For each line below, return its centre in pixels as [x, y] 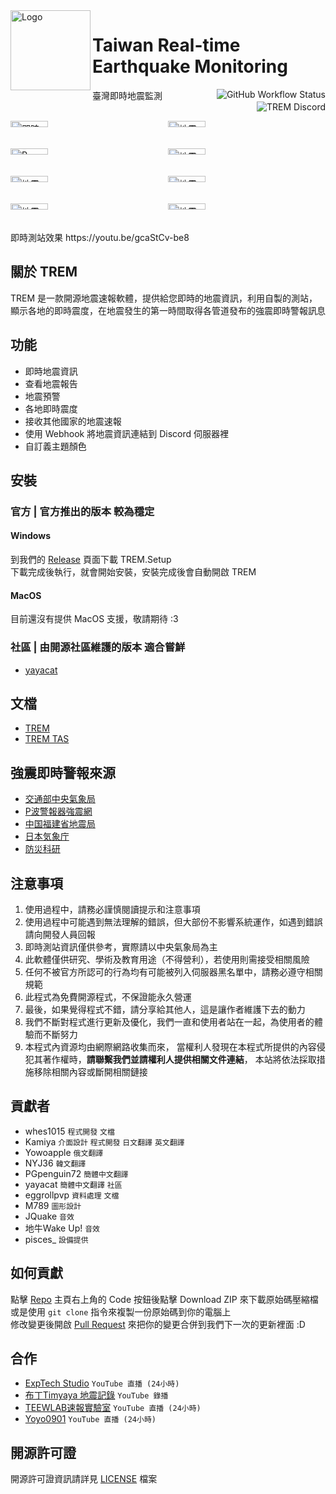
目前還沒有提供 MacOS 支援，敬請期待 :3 [94, 619]
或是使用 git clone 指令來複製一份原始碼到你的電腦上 [121, 1311]
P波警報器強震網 [58, 811]
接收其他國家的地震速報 [73, 421]
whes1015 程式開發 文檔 [69, 1131]
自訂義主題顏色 [55, 446]
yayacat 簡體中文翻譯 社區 [73, 1184]
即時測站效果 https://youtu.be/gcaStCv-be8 [100, 237]
